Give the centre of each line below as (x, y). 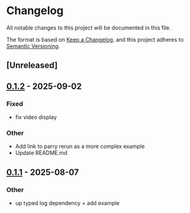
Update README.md (41, 153)
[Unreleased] (32, 65)
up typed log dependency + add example (67, 203)
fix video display (36, 117)
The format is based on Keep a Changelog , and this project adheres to (95, 39)
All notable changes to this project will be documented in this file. (89, 28)
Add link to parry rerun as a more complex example (80, 146)
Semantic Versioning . (33, 46)
